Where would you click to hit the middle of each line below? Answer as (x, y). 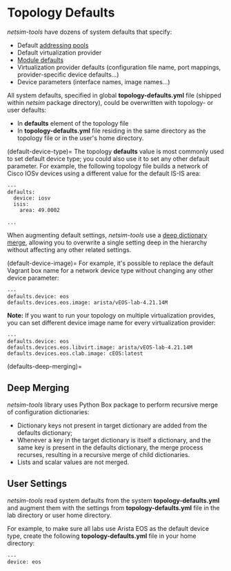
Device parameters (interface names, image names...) (93, 81)
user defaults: (27, 110)
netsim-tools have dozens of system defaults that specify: (90, 32)
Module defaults (40, 59)
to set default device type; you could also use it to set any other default (108, 158)
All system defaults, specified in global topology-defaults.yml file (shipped (114, 95)
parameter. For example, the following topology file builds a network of (108, 166)
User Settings (37, 484)
